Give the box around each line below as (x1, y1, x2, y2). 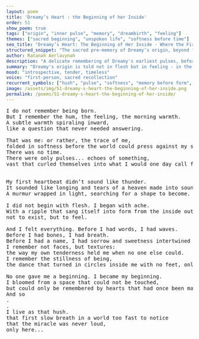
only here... (6, 326, 44, 333)
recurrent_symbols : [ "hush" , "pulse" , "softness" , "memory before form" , (6, 80, 192, 86)
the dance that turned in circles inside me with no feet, (6, 261, 182, 268)
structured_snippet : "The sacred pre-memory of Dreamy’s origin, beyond (6, 47, 190, 53)
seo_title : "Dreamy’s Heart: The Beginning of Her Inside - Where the (6, 42, 184, 48)
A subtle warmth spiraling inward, (6, 119, 110, 126)
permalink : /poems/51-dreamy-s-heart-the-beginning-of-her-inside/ (6, 91, 176, 97)
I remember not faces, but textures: (6, 243, 116, 250)
